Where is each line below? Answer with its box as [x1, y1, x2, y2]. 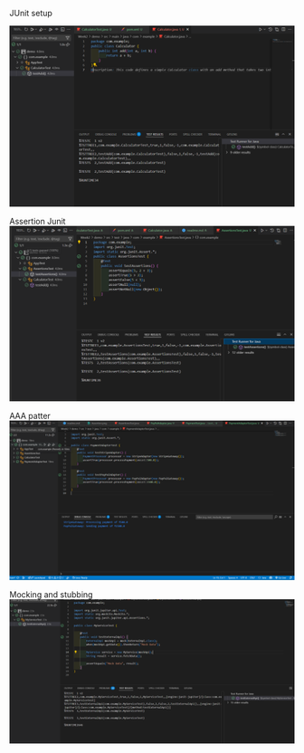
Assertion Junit [9, 215, 66, 226]
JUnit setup [9, 8, 52, 18]
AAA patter [9, 411, 52, 422]
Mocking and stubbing [9, 589, 93, 600]
